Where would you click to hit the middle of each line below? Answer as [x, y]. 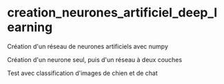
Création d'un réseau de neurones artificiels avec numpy [88, 46]
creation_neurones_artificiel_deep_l [112, 13]
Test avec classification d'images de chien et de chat [83, 73]
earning [30, 27]
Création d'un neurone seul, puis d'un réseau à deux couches [95, 59]
